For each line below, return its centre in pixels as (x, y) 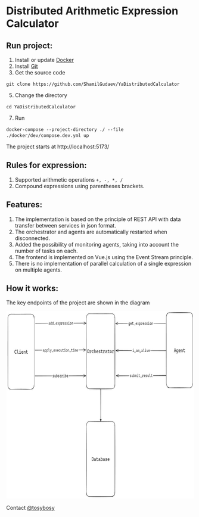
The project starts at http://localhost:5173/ (58, 147)
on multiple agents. (38, 270)
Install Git (26, 66)
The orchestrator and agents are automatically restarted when (91, 232)
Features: (24, 205)
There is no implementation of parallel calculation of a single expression (103, 263)
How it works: (32, 289)
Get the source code (40, 72)
